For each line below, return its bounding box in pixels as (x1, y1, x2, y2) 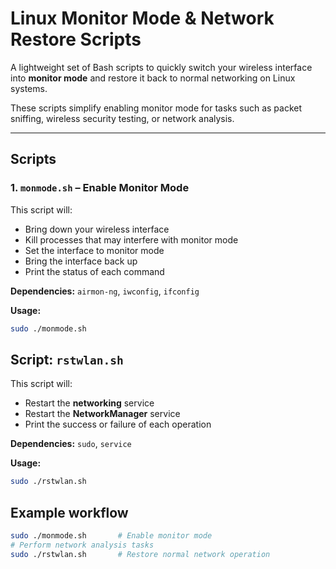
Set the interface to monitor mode (24, 244, 165, 256)
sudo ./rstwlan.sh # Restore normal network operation (10, 549, 271, 559)
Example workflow (10, 504, 129, 521)
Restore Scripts (10, 28, 142, 51)
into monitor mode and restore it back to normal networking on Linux (10, 72, 296, 84)
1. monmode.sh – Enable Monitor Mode (10, 181, 190, 195)
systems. (10, 82, 48, 94)
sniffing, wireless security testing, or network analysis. (10, 112, 235, 124)
